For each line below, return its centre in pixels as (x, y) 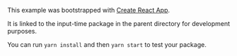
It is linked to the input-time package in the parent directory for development (119, 23)
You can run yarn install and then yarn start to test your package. (107, 44)
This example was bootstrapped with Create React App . (89, 10)
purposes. (22, 31)
